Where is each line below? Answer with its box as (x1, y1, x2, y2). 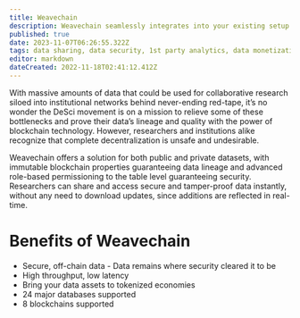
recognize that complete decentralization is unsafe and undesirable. (9, 135, 260, 146)
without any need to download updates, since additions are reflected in (9, 189, 271, 201)
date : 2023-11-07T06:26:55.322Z (9, 38, 129, 47)
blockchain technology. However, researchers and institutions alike (9, 125, 255, 136)
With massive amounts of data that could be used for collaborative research (9, 87, 288, 98)
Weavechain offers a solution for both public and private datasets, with (9, 152, 270, 163)
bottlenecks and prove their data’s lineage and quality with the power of (9, 115, 273, 126)
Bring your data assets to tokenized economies (21, 279, 196, 290)
